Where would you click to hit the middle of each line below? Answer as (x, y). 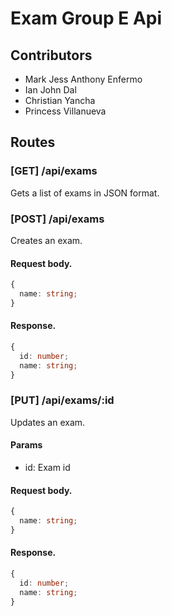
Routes (33, 142)
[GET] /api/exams (54, 171)
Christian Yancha (60, 100)
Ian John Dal (50, 90)
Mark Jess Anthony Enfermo (83, 79)
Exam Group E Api (86, 18)
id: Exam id (47, 468)
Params (26, 445)
